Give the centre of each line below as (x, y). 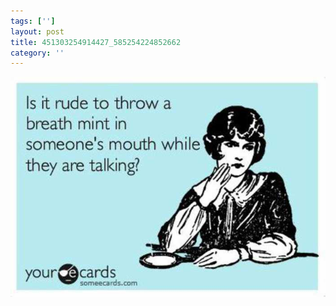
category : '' (37, 53)
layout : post (37, 31)
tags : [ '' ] (33, 21)
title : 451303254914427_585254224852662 (96, 42)
